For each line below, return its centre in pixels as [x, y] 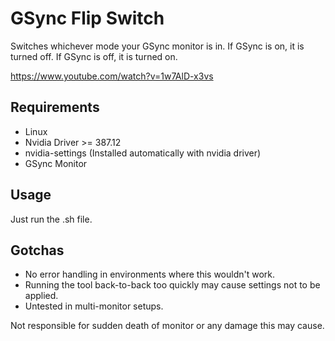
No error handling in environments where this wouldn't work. [150, 274]
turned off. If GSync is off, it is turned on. [94, 56]
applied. [41, 296]
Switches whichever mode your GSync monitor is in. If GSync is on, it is [157, 46]
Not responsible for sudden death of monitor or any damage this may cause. [167, 326]
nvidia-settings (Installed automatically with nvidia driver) [143, 153]
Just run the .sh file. [51, 219]
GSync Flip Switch [87, 18]
